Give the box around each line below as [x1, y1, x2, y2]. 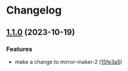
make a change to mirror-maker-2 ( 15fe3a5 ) [14, 58, 123, 65]
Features [6, 45, 33, 53]
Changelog [6, 4, 62, 17]
